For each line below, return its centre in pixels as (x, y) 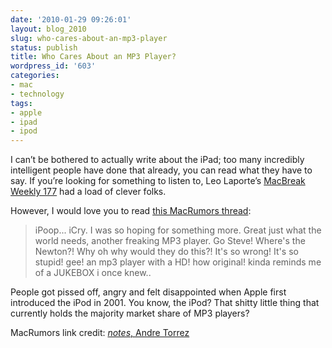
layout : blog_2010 (48, 29)
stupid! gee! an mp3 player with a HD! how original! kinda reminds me (178, 262)
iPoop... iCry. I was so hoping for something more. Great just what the (178, 230)
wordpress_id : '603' (53, 66)
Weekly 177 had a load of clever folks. (88, 192)
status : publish (44, 47)
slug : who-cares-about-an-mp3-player (89, 38)
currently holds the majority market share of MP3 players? (130, 313)
